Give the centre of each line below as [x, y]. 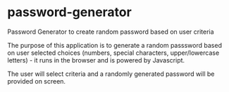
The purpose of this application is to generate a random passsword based [114, 45]
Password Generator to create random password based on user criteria [111, 32]
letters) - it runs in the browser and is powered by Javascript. [96, 60]
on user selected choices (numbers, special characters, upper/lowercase [113, 53]
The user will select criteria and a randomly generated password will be [111, 74]
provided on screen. [36, 81]
